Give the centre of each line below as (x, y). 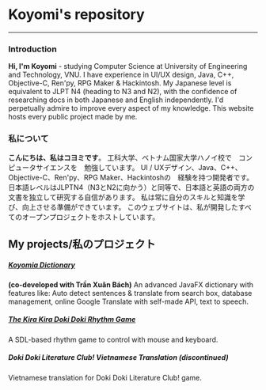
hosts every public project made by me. (73, 117)
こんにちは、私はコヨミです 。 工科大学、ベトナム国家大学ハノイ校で (120, 157)
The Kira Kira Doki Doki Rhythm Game (72, 320)
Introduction (32, 49)
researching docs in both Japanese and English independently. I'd (116, 100)
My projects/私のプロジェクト (82, 244)
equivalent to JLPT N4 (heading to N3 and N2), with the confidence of (123, 92)
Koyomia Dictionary (42, 265)
